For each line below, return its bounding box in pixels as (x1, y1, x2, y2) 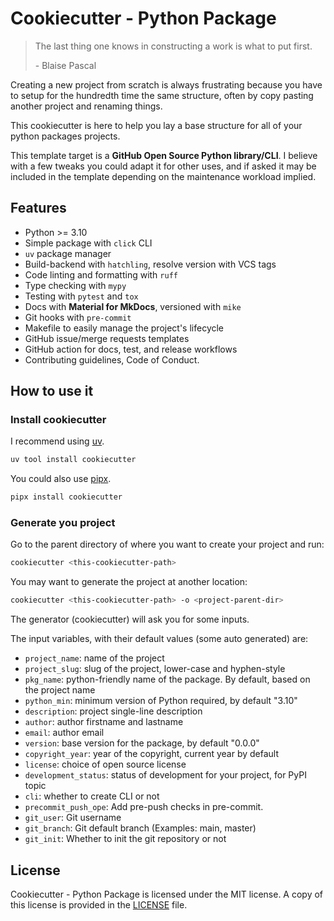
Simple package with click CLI (24, 237, 153, 249)
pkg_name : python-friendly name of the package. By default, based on (24, 673, 311, 686)
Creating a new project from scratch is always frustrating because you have (10, 78, 323, 91)
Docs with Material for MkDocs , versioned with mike (24, 300, 242, 312)
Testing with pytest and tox (24, 290, 139, 302)
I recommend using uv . (10, 435, 105, 447)
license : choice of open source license (24, 758, 187, 771)
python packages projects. (10, 130, 121, 142)
